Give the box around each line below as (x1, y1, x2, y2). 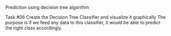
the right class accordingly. (5, 25, 62, 31)
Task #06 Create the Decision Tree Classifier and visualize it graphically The (5, 14, 166, 20)
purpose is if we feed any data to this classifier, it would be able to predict (5, 20, 161, 25)
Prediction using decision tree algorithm (5, 5, 89, 10)
